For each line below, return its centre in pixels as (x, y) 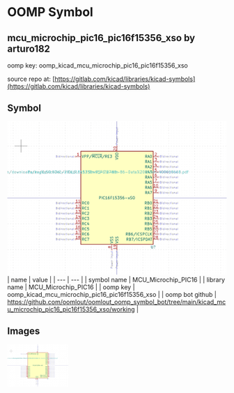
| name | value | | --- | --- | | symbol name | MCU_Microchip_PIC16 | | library (116, 279)
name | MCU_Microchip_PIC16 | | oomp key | (71, 287)
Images (24, 331)
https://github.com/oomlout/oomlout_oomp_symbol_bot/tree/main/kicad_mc (117, 302)
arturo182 (29, 48)
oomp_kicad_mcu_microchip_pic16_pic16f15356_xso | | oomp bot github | (112, 294)
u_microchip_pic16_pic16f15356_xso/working (71, 309)
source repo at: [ (31, 79)
